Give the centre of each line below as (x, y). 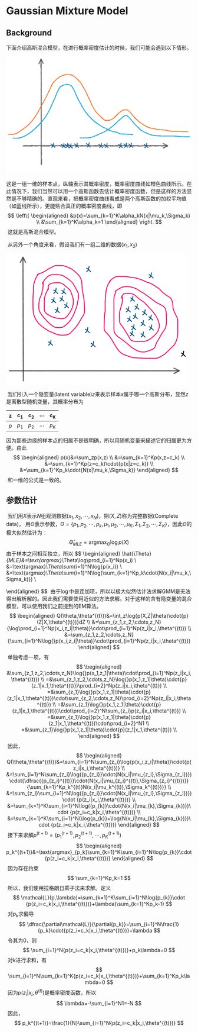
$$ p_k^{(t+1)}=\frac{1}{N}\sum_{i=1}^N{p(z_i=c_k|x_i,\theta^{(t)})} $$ (99, 1023)
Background (29, 33)
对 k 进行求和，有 (27, 960)
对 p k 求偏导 (21, 914)
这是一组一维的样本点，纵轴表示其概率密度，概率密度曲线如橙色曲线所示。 (96, 184)
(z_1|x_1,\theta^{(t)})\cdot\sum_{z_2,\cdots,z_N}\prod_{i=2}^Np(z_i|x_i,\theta (99, 698)
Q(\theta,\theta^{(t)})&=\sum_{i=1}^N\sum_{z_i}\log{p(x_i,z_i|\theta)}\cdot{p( (99, 762)
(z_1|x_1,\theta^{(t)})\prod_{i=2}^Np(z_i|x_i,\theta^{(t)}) (97, 686)
